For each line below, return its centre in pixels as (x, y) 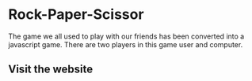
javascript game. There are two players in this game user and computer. (126, 44)
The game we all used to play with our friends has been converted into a (126, 36)
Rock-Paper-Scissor (76, 15)
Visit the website (51, 70)
